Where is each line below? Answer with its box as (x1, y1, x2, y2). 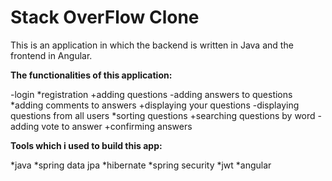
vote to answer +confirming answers (41, 120, 193, 132)
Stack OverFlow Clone (10, 6, 200, 29)
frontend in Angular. (10, 49, 93, 61)
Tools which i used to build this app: (10, 139, 163, 151)
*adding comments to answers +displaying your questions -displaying (10, 99, 300, 111)
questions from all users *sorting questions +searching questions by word (10, 109, 316, 121)
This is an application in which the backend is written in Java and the (10, 39, 294, 51)
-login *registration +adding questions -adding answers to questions (10, 88, 293, 100)
